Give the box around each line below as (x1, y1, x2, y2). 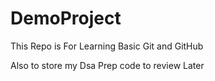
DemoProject (10, 7, 122, 30)
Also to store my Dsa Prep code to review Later (10, 59, 205, 71)
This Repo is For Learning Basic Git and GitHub (10, 40, 204, 52)
